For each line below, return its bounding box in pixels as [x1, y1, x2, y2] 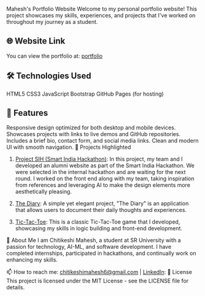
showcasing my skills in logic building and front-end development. [15, 225, 182, 232]
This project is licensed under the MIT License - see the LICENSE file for [6, 277, 188, 284]
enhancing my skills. [6, 256, 58, 264]
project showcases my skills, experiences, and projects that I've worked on [6, 12, 196, 19]
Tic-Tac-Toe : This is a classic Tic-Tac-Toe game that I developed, [15, 218, 181, 226]
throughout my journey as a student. [6, 18, 98, 25]
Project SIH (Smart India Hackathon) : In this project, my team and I [15, 156, 183, 163]
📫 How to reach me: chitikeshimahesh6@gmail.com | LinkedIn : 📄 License [6, 268, 193, 276]
